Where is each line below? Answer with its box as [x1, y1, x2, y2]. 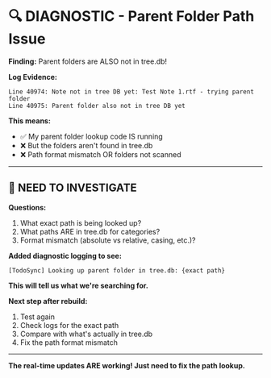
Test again [19, 312, 55, 322]
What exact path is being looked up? [19, 218, 142, 227]
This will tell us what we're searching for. [8, 280, 149, 290]
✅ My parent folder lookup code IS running [19, 131, 163, 141]
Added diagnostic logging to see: [8, 251, 123, 260]
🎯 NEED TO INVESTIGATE [8, 181, 137, 195]
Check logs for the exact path [19, 320, 119, 330]
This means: [8, 115, 51, 126]
